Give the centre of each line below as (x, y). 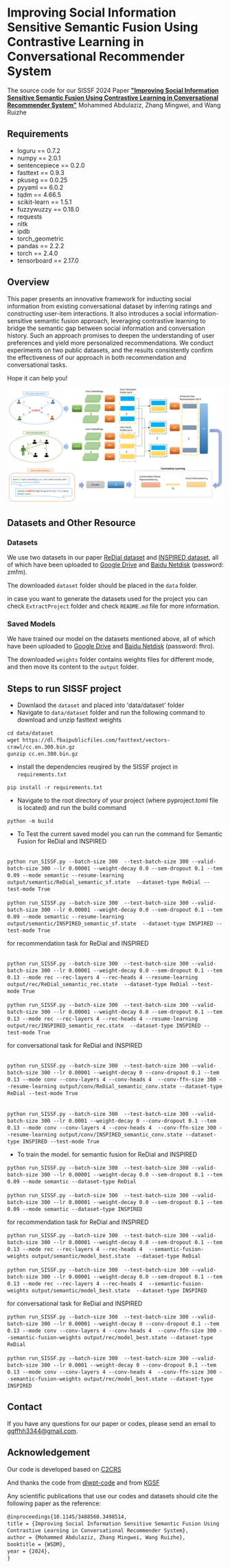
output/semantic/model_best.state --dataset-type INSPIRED (119, 1291)
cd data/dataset (30, 733)
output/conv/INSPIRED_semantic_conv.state (121, 1135)
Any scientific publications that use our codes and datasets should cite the (113, 1496)
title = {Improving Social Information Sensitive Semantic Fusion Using (113, 1524)
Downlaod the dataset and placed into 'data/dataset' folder (101, 705)
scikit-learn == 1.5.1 (44, 202)
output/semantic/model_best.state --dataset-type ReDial (116, 1256)
